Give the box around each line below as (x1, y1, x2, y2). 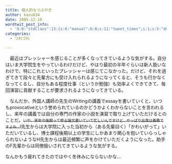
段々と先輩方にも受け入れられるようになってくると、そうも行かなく (23, 74, 166, 80)
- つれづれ (10, 36, 30, 41)
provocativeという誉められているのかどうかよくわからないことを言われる (9, 104, 164, 110)
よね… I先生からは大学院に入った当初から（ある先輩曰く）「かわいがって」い (9, 123, 167, 129)
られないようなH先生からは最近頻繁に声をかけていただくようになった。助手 (5, 136, 166, 142)
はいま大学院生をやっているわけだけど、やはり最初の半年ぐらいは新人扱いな (5, 61, 166, 67)
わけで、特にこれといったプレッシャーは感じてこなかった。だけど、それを (5, 67, 162, 74)
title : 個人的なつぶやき (5, 7, 52, 13)
